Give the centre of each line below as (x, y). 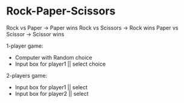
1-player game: (25, 46)
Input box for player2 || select (52, 93)
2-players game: (27, 75)
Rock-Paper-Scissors (61, 11)
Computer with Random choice (53, 57)
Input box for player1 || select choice (60, 64)
